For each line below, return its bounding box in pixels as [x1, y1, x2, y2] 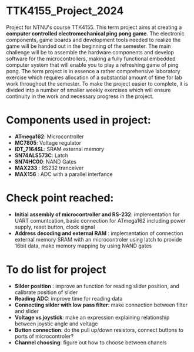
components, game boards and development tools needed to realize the [6, 36, 181, 43]
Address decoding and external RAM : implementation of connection [14, 229, 183, 237]
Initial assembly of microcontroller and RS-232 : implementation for [14, 211, 180, 218]
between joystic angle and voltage [14, 320, 98, 327]
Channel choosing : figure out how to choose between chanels [14, 338, 167, 346]
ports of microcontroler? [14, 333, 74, 340]
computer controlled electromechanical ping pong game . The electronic [6, 30, 185, 37]
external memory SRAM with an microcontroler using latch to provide [14, 236, 182, 243]
